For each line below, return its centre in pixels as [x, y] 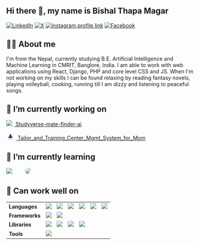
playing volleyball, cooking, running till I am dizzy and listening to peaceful [98, 84]
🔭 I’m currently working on [56, 109]
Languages [23, 206]
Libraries [20, 225]
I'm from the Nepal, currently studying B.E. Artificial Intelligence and [90, 59]
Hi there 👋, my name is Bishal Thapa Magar [88, 11]
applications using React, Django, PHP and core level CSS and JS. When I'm [100, 71]
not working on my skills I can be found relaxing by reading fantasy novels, [98, 78]
